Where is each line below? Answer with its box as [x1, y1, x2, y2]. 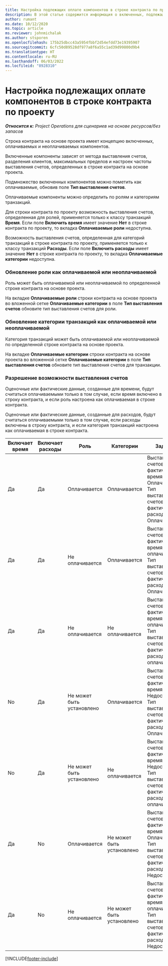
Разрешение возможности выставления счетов [5, 374, 128, 381]
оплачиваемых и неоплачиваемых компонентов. [5, 144, 110, 150]
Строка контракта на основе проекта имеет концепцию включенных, [5, 138, 154, 144]
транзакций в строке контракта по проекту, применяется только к [5, 240, 147, 246]
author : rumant [5, 17, 37, 22]
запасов [5, 129, 23, 135]
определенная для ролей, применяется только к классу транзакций [5, 214, 151, 221]
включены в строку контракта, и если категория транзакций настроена [5, 422, 159, 428]
